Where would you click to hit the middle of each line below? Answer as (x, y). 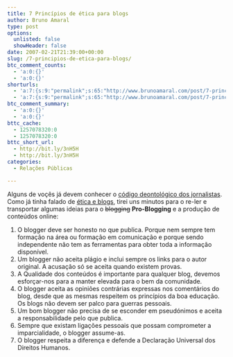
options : (20, 33)
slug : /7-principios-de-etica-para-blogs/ (69, 59)
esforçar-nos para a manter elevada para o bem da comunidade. (110, 281)
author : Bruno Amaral (38, 20)
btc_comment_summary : (38, 104)
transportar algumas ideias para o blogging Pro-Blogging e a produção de (113, 209)
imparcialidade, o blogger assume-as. (71, 333)
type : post (23, 26)
